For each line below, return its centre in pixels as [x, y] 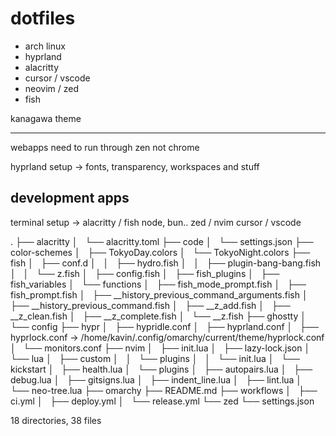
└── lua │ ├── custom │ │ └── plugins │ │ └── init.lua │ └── [155, 358]
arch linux [45, 46]
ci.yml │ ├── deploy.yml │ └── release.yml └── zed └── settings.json [162, 401]
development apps [70, 198]
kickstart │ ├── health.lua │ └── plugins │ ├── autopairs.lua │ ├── [161, 369]
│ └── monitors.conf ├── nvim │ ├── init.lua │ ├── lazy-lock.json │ [160, 348]
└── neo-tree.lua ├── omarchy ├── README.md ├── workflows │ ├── [164, 390]
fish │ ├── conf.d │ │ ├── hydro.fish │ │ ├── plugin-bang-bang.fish [166, 263]
